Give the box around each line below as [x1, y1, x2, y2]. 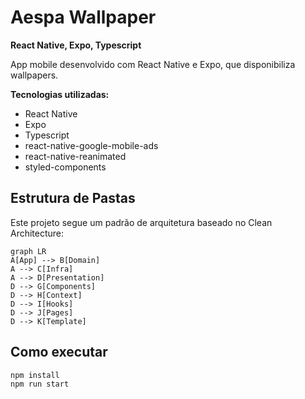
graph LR [10, 246, 47, 256]
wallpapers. [10, 69, 59, 81]
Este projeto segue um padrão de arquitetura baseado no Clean [10, 216, 273, 228]
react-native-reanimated [24, 150, 127, 162]
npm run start [10, 379, 70, 389]
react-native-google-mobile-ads [24, 139, 159, 151]
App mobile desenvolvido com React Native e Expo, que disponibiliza [10, 58, 296, 70]
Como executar [10, 344, 108, 361]
